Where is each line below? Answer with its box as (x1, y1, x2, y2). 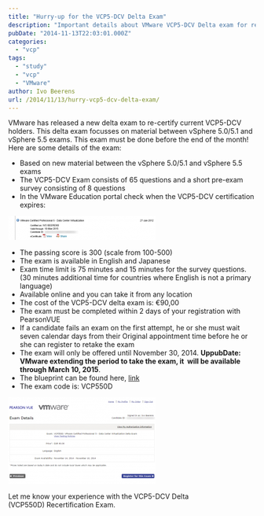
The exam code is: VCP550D (19, 381, 113, 391)
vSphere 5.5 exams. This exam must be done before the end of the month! (8, 135, 249, 145)
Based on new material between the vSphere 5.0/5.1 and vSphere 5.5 (19, 158, 243, 168)
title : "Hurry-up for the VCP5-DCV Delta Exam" (8, 13, 167, 20)
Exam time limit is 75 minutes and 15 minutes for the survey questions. (19, 264, 247, 275)
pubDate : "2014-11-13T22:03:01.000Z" (8, 29, 132, 37)
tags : (8, 54, 26, 62)
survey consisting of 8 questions (19, 183, 126, 193)
